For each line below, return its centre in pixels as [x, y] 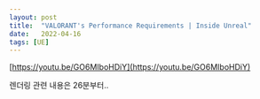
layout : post [33, 17]
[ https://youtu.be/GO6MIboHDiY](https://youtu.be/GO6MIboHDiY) [130, 67]
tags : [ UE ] [29, 42]
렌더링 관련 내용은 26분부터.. [59, 86]
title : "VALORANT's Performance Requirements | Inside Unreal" [130, 26]
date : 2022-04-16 [45, 34]
